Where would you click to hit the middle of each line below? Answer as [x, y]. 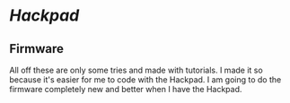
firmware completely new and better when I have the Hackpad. [126, 89]
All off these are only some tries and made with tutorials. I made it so [136, 70]
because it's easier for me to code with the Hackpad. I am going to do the [145, 80]
